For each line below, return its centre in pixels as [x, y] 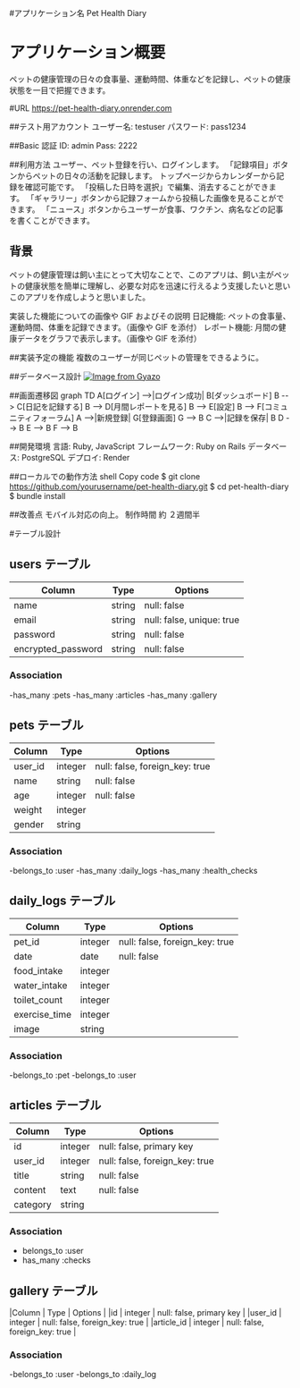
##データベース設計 [46, 376]
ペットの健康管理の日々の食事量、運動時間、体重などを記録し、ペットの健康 [150, 79]
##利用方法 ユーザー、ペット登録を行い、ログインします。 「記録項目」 [141, 165]
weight [28, 809]
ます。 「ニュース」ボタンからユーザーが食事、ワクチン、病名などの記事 [150, 209]
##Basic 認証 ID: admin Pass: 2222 [74, 145]
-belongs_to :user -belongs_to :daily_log [83, 1375]
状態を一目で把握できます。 [60, 90]
